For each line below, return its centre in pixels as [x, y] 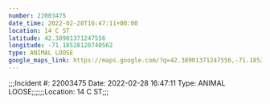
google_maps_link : [39, 61]
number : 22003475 [37, 16]
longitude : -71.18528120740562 [61, 46]
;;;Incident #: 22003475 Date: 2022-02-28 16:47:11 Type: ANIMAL [117, 83]
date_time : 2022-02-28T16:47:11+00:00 [73, 23]
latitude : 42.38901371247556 [57, 38]
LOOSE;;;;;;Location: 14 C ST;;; [59, 91]
